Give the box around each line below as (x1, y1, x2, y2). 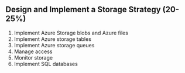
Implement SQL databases (13, 60, 78, 67)
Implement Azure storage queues (13, 41, 95, 48)
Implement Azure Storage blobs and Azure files (13, 29, 128, 36)
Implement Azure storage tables (13, 35, 92, 43)
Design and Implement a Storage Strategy (5, 5, 162, 15)
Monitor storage (13, 54, 53, 61)
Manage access (13, 48, 53, 55)
